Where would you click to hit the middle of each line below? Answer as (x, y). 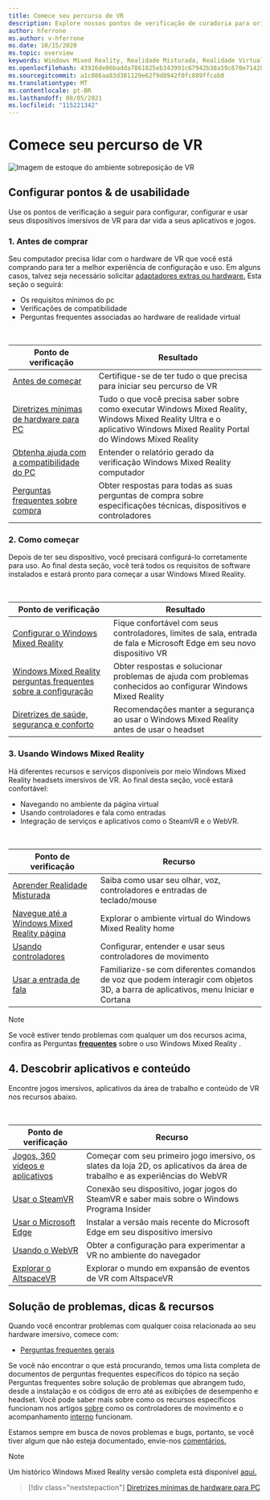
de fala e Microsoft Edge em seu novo (184, 644)
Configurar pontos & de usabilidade (99, 192)
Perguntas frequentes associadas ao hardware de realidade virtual (130, 317)
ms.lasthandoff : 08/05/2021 (55, 98)
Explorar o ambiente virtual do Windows (176, 918)
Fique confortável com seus (166, 623)
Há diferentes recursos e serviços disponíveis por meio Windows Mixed (127, 771)
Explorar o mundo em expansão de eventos (168, 1268)
